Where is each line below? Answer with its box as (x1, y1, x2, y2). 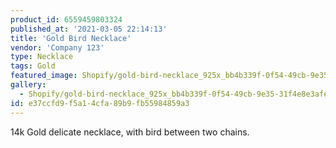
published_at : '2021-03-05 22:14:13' (10, 24, 168, 34)
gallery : (10, 80, 47, 90)
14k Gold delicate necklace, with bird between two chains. (10, 126, 250, 138)
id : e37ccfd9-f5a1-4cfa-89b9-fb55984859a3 (10, 98, 190, 108)
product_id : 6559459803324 (10, 14, 123, 25)
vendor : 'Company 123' (10, 42, 105, 53)
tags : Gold (10, 61, 56, 71)
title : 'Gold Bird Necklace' (10, 33, 132, 43)
